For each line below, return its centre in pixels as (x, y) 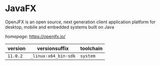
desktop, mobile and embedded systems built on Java (60, 27)
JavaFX (21, 8)
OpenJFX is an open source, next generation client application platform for (80, 22)
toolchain (91, 48)
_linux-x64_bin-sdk (53, 56)
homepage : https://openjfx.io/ (35, 36)
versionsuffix (53, 48)
